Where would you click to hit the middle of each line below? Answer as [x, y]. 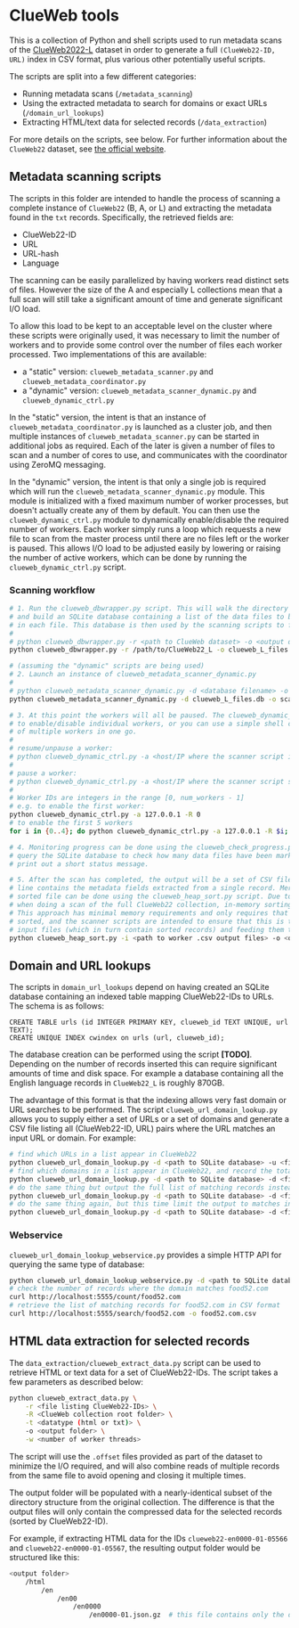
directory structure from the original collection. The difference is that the [142, 1501]
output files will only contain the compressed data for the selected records [146, 1511]
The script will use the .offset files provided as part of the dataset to [136, 1456]
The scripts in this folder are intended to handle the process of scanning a [145, 198]
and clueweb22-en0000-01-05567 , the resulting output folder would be [135, 1548]
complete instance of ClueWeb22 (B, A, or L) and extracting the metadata [141, 208]
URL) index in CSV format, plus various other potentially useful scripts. [137, 59]
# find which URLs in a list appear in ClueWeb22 [103, 1155]
